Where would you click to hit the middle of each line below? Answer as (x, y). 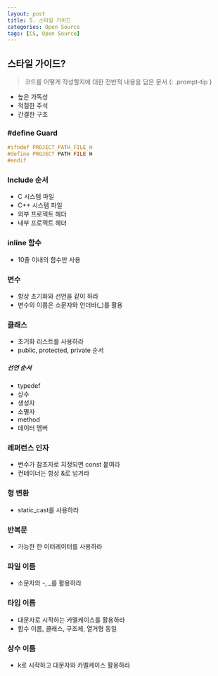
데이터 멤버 (33, 428)
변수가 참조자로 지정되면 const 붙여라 (69, 464)
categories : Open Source (44, 27)
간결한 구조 (33, 115)
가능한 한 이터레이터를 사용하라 (60, 547)
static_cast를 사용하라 (48, 509)
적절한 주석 (33, 105)
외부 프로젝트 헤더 (42, 214)
